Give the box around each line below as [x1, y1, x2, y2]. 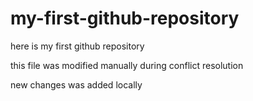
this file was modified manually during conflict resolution [10, 59, 244, 71]
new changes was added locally [10, 78, 143, 91]
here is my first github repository [10, 40, 145, 52]
